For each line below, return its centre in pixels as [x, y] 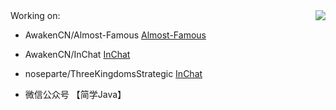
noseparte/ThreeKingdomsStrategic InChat [113, 73]
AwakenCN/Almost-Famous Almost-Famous [115, 35]
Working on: [35, 15]
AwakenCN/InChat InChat [77, 54]
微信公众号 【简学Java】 [75, 94]
